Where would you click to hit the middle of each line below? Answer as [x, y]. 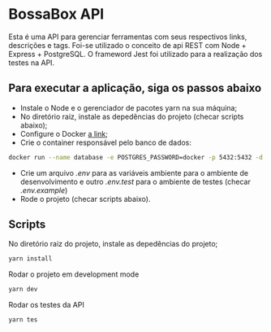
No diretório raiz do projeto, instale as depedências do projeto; [113, 244]
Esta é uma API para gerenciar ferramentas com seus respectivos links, [128, 37]
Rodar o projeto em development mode [74, 274]
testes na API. [32, 63]
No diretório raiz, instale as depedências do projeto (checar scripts [132, 116]
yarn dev [23, 290]
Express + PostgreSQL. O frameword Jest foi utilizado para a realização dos [135, 54]
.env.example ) [44, 190]
